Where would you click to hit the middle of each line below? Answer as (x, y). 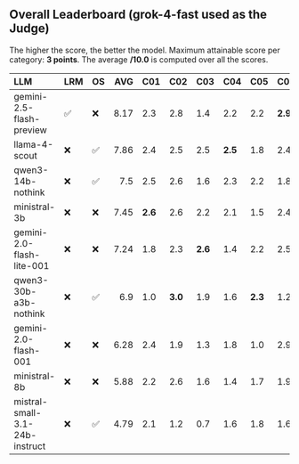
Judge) (30, 29)
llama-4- (33, 144)
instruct (30, 446)
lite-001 (32, 265)
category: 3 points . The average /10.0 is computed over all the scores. (139, 59)
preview (30, 130)
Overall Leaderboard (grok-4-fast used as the (138, 15)
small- (28, 412)
